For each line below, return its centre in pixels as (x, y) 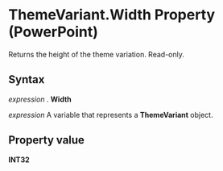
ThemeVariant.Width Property (112, 15)
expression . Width (40, 99)
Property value (46, 140)
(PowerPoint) (54, 32)
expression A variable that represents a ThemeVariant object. (111, 115)
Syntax (27, 79)
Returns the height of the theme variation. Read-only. (97, 54)
